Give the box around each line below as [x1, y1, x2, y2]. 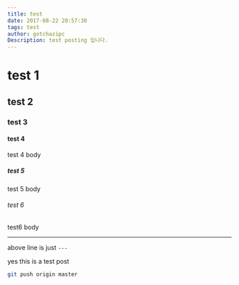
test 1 [7, 68, 40, 84]
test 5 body [7, 184, 41, 193]
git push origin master [7, 271, 78, 278]
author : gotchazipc [7, 30, 65, 38]
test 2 [7, 95, 33, 107]
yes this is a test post [7, 257, 70, 265]
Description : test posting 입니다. [7, 37, 109, 44]
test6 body [7, 223, 39, 231]
